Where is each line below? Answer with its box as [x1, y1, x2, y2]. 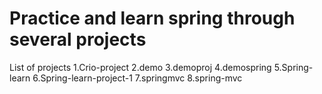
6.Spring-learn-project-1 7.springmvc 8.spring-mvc [32, 72, 243, 84]
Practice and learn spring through [9, 7, 296, 30]
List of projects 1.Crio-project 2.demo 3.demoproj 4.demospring [9, 61, 272, 73]
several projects [9, 28, 147, 51]
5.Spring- [273, 61, 314, 73]
